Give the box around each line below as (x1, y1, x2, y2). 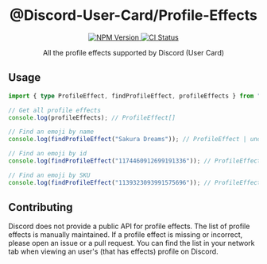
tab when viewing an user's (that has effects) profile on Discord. (8, 247, 219, 256)
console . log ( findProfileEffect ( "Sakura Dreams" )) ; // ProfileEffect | (8, 136, 247, 143)
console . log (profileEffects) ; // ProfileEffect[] (8, 113, 176, 121)
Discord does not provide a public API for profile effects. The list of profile (8, 221, 250, 231)
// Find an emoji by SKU (8, 171, 91, 179)
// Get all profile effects (8, 106, 102, 114)
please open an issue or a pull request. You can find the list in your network (8, 239, 256, 248)
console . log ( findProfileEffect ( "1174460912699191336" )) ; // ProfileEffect (8, 157, 261, 165)
